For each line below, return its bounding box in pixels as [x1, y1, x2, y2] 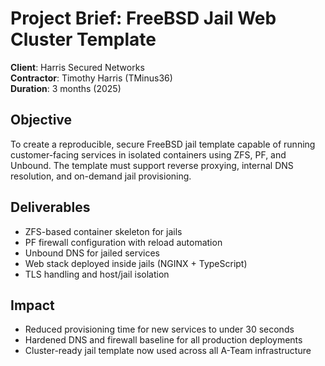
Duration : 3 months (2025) [10, 82, 122, 94]
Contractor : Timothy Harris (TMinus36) [10, 72, 173, 84]
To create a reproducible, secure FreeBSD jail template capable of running [10, 138, 316, 150]
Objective [10, 112, 73, 129]
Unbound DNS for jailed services [24, 247, 161, 259]
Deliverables [10, 199, 91, 216]
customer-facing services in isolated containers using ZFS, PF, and [10, 148, 287, 161]
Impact [10, 297, 55, 314]
